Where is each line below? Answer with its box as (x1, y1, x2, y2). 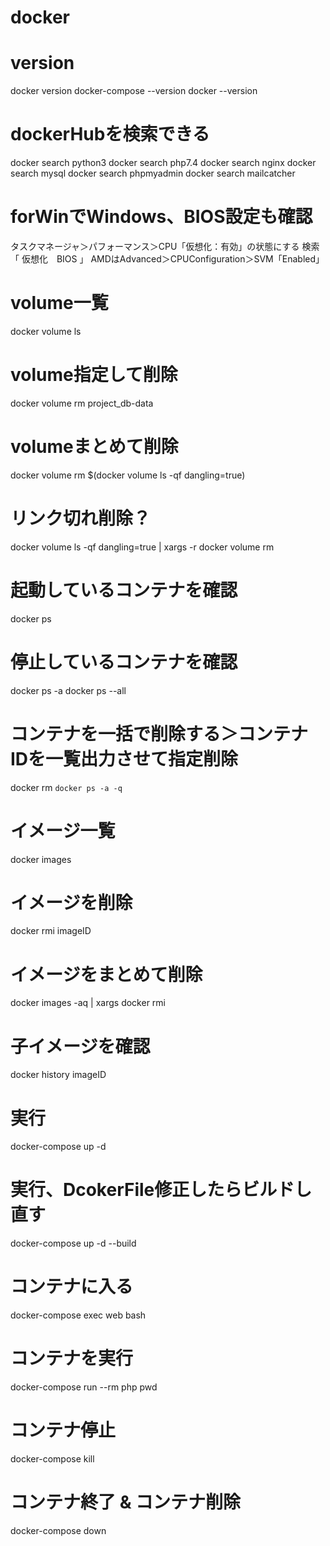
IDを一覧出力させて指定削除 (10, 747, 239, 770)
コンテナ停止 (10, 1419, 117, 1442)
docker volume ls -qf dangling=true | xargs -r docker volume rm (10, 541, 275, 553)
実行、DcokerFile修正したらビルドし (10, 1179, 313, 1201)
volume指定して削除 (10, 364, 178, 386)
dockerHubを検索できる (10, 123, 210, 146)
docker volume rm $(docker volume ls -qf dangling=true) (10, 469, 246, 481)
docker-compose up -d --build (10, 1237, 137, 1250)
